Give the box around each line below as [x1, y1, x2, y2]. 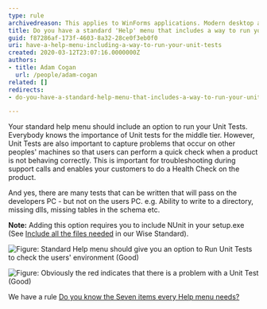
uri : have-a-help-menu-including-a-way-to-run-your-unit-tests [8, 41, 222, 49]
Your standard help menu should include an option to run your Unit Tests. [8, 122, 248, 131]
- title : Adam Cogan [8, 64, 77, 72]
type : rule [8, 11, 44, 20]
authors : [8, 57, 37, 65]
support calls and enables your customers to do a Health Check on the [8, 164, 240, 174]
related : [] [8, 78, 48, 86]
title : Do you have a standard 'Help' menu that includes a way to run [8, 26, 250, 34]
